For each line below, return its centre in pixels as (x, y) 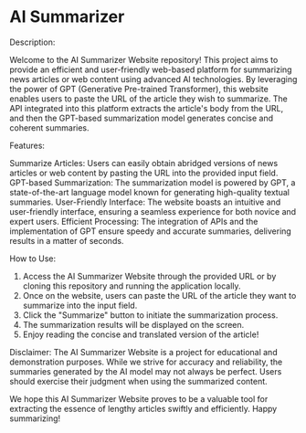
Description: (32, 42)
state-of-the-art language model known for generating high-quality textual (150, 192)
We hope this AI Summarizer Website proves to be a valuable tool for (139, 398)
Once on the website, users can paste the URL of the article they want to (159, 295)
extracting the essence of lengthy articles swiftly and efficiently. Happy (143, 408)
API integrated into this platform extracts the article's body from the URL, (147, 108)
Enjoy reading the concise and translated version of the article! (141, 334)
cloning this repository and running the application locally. (132, 286)
